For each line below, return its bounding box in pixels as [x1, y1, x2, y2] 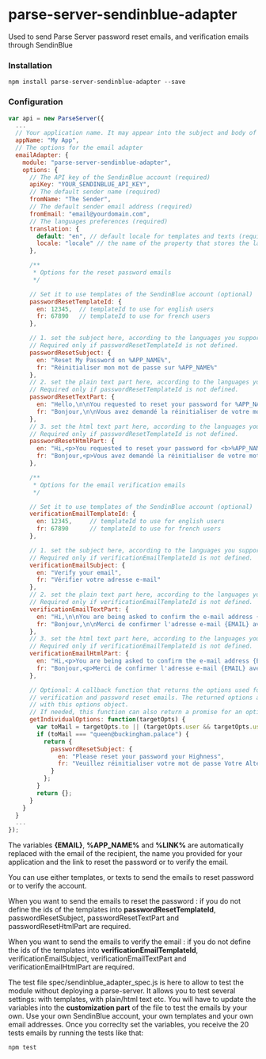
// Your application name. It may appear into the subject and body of [15, 129, 257, 137]
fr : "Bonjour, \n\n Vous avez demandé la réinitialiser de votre [36, 407, 249, 415]
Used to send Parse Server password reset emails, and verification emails [8, 32, 249, 41]
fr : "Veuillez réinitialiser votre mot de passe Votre [58, 759, 243, 768]
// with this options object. [28, 701, 129, 709]
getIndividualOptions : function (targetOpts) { [28, 716, 186, 724]
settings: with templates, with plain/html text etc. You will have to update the [8, 995, 256, 1004]
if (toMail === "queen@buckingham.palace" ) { [36, 730, 190, 738]
